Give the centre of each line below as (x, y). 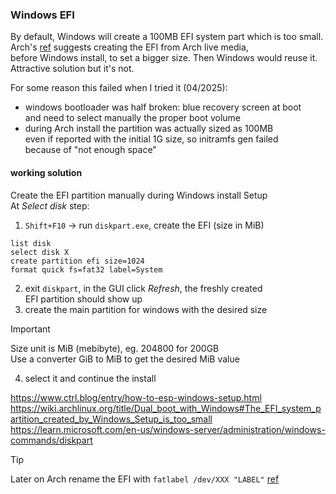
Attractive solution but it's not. (72, 69)
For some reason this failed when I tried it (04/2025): (119, 88)
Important (30, 329)
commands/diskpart (51, 440)
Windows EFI (42, 15)
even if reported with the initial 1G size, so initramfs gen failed (151, 139)
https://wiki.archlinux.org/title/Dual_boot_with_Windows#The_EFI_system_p (166, 408)
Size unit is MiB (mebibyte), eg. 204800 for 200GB (115, 348)
